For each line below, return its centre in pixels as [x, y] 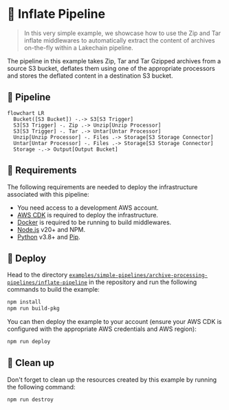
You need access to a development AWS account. [88, 207]
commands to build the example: [53, 290]
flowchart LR [26, 113]
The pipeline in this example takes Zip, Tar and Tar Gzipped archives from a [114, 61]
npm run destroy [30, 399]
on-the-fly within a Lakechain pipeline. [78, 47]
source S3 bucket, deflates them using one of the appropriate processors [111, 68]
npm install [24, 302]
